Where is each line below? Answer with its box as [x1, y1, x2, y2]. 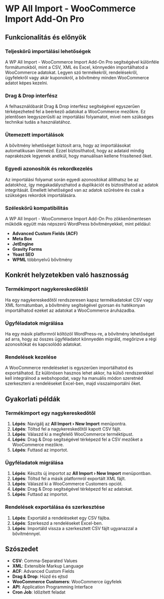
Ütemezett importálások [5, 132, 64, 138]
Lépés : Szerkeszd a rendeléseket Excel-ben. [12, 520, 103, 526]
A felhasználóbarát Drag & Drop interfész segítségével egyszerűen [5, 103, 140, 109]
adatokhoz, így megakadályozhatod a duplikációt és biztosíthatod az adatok [5, 182, 159, 188]
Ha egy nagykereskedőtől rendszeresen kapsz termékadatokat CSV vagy [5, 297, 153, 303]
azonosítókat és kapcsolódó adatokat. [5, 341, 82, 347]
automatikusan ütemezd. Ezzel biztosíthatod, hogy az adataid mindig [5, 148, 144, 154]
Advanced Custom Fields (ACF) [12, 231, 78, 236]
